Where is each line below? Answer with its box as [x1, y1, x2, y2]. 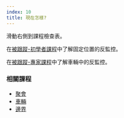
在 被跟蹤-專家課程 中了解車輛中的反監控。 [6, 58, 111, 65]
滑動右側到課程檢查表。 [6, 32, 65, 40]
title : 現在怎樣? [6, 15, 47, 21]
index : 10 [6, 9, 32, 15]
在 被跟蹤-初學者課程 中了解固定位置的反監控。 [6, 45, 122, 53]
